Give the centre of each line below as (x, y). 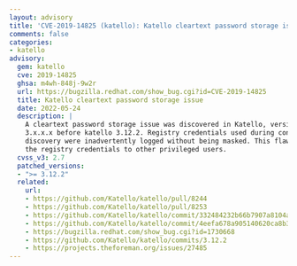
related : (33, 183)
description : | (45, 116)
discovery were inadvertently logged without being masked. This (148, 141)
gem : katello (41, 67)
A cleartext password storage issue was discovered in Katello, (146, 125)
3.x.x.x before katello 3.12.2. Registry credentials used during (150, 133)
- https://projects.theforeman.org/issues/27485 (116, 248)
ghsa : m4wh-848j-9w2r (57, 83)
